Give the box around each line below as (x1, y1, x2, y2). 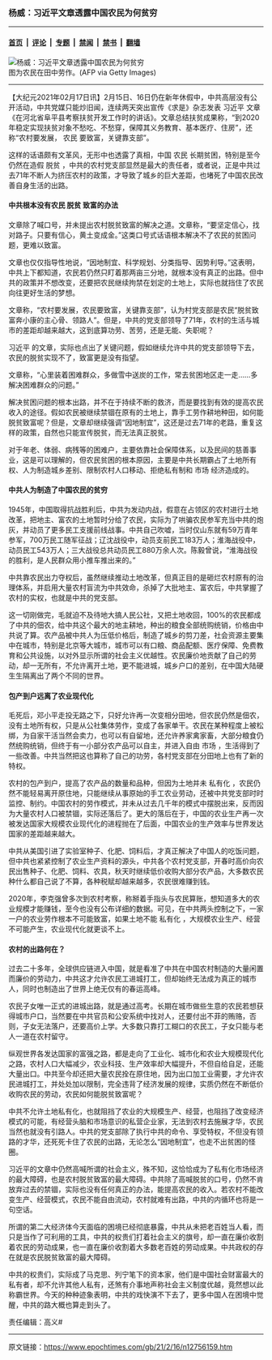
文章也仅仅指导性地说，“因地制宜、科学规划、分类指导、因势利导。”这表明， (8, 257, 260, 267)
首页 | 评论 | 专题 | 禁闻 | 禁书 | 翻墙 (8, 37, 141, 47)
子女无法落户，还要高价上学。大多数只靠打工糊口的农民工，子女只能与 (22, 1021, 257, 1031)
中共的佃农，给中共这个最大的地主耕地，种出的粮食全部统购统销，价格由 (15, 620, 257, 630)
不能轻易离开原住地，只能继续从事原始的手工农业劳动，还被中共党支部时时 (15, 789, 264, 798)
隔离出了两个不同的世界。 (22, 670, 108, 680)
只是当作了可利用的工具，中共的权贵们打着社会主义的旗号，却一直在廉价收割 (8, 1232, 264, 1242)
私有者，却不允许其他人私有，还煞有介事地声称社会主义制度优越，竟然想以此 (8, 1280, 264, 1289)
